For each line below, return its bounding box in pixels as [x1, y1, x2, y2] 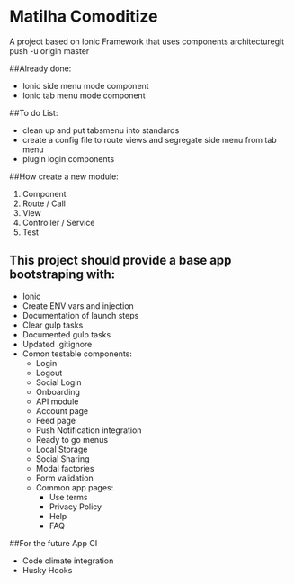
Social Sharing [35, 453, 90, 464]
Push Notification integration [35, 425, 142, 436]
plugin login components [22, 153, 115, 164]
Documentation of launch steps [22, 310, 139, 320]
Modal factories [35, 463, 94, 473]
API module [35, 396, 79, 407]
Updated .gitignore [22, 338, 93, 349]
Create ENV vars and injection [22, 300, 135, 311]
